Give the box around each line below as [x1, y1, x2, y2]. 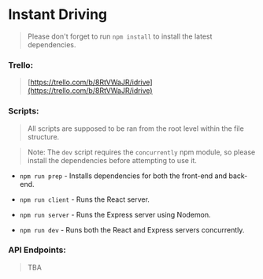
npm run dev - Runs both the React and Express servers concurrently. [19, 225, 245, 234]
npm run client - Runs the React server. [19, 195, 150, 204]
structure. [27, 132, 60, 141]
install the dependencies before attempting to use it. [27, 155, 197, 165]
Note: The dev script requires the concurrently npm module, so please [27, 147, 256, 157]
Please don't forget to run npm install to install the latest [27, 32, 213, 41]
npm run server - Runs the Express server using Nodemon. [19, 210, 211, 219]
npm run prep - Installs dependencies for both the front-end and [19, 171, 228, 180]
